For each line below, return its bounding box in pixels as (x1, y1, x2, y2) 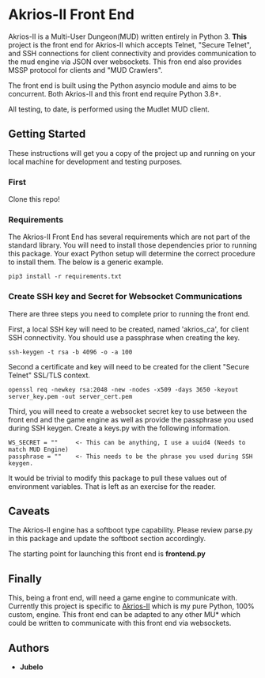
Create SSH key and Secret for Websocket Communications (8, 291, 243, 302)
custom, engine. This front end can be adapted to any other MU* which (8, 610, 241, 619)
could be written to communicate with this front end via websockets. (8, 619, 232, 628)
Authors (8, 641, 50, 654)
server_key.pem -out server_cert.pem (8, 392, 133, 400)
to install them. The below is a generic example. (8, 257, 164, 267)
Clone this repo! (8, 195, 61, 204)
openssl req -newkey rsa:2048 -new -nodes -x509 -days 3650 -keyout (8, 385, 239, 393)
